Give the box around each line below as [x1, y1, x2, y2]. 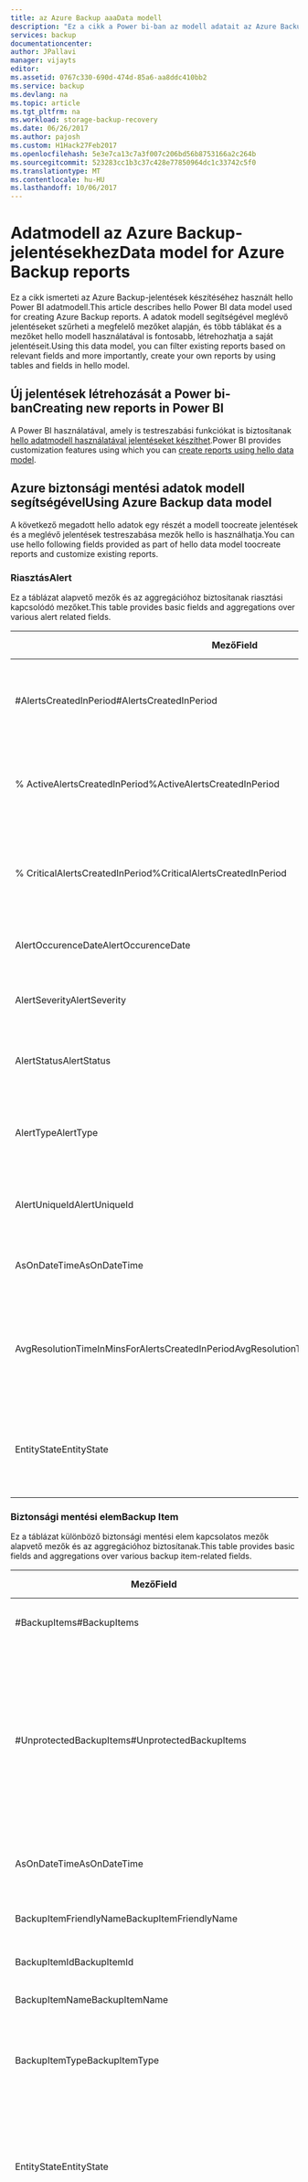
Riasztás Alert [10, 571, 72, 583]
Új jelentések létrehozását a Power [10, 386, 212, 402]
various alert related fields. [10, 611, 112, 622]
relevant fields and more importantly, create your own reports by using [10, 350, 277, 361]
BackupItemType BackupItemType [15, 2054, 159, 2067]
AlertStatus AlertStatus [15, 1054, 111, 1066]
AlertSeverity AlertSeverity [15, 993, 127, 1006]
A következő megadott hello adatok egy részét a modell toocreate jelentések [10, 519, 299, 530]
